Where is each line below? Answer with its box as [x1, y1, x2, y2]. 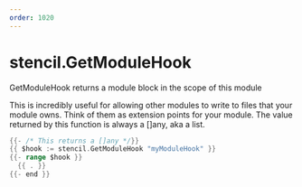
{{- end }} [9, 170, 51, 179]
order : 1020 [9, 13, 54, 23]
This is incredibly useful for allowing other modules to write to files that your [9, 99, 293, 110]
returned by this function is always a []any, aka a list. [9, 118, 205, 129]
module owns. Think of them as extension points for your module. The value [9, 109, 293, 120]
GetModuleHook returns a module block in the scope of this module [9, 82, 262, 93]
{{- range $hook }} [9, 153, 83, 163]
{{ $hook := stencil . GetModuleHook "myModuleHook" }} [9, 145, 217, 154]
